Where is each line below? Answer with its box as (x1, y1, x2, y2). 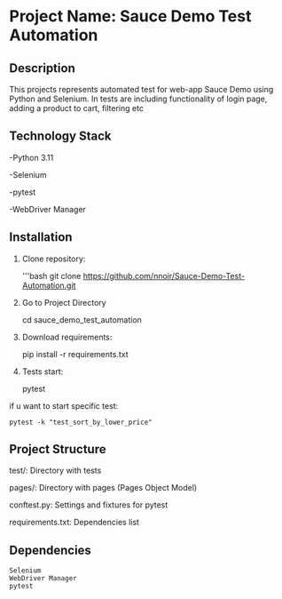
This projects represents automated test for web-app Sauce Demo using (9, 84, 274, 94)
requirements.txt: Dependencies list (9, 517, 140, 528)
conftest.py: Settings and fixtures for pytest (9, 499, 168, 510)
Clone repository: (21, 253, 86, 264)
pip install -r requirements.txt (21, 348, 129, 359)
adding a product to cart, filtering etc (9, 103, 145, 113)
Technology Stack (9, 129, 112, 144)
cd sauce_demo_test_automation (21, 314, 142, 325)
